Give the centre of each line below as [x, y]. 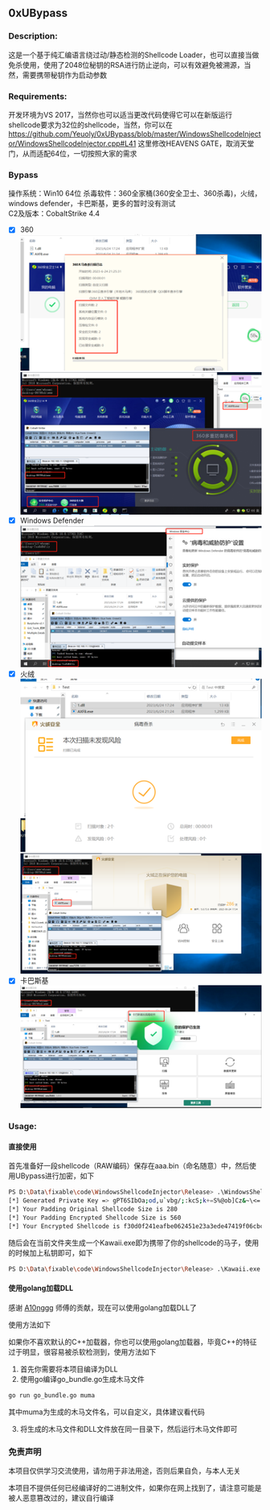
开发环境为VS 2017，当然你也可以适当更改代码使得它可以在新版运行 [121, 114]
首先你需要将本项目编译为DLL [69, 1369]
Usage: [23, 1127]
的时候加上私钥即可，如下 [51, 1252]
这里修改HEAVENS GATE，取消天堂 [196, 143]
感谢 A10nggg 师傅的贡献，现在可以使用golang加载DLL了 [102, 1307]
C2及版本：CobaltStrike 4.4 [54, 213]
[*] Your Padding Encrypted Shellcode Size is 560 [95, 1218]
